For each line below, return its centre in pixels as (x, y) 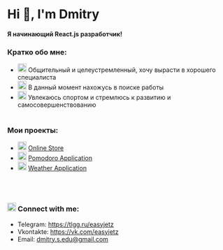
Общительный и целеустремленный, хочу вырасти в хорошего (122, 70)
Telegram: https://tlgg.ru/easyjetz (65, 224)
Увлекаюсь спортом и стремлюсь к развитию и (99, 98)
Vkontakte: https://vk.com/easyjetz (68, 231)
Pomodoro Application (60, 158)
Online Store (46, 148)
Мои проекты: (33, 130)
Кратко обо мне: (37, 52)
